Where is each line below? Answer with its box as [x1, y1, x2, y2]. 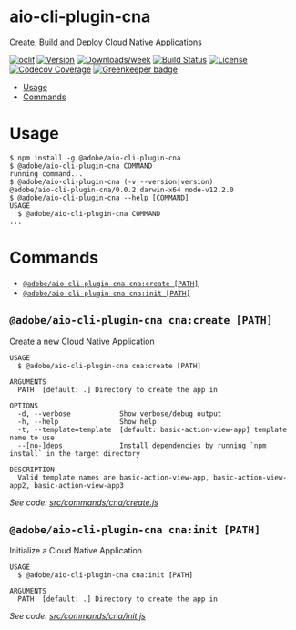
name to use [9, 433, 55, 442]
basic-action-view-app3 [33, 480, 125, 490]
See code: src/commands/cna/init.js [9, 611, 146, 622]
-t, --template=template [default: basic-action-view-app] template [17, 425, 287, 434]
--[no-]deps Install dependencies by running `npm [17, 440, 267, 450]
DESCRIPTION [9, 465, 55, 474]
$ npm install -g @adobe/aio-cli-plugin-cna [9, 153, 181, 162]
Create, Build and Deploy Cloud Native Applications [9, 36, 203, 47]
